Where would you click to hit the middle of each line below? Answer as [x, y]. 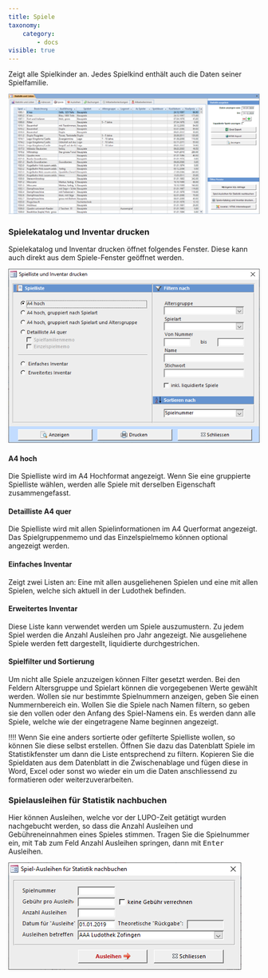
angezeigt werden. [39, 546]
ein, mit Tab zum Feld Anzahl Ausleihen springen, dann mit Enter [116, 843]
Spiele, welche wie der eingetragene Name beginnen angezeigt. [114, 722]
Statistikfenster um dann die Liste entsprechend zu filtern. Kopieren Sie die [131, 755]
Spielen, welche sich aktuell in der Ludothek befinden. [97, 590]
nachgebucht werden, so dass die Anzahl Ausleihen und [101, 826]
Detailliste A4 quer [40, 511]
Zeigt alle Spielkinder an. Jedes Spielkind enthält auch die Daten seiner [125, 74]
